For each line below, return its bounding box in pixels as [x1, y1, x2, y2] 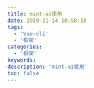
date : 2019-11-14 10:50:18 [7, 17, 87, 24]
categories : [7, 43, 42, 50]
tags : [7, 23, 23, 31]
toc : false [7, 70, 40, 77]
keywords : [7, 57, 37, 64]
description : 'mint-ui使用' [7, 63, 88, 70]
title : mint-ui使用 [7, 10, 63, 18]
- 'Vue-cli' [13, 30, 49, 38]
